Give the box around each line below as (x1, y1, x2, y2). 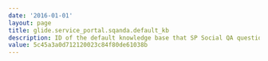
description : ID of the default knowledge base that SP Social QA (8, 33, 234, 42)
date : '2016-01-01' (8, 11, 73, 20)
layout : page (8, 19, 52, 27)
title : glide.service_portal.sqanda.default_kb (8, 26, 170, 34)
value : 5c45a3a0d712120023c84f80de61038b (8, 41, 148, 49)
